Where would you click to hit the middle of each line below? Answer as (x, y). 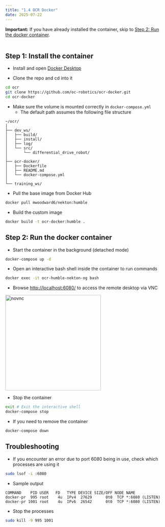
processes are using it (36, 464)
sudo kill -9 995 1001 (29, 520)
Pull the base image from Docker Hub (52, 193)
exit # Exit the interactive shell (43, 407)
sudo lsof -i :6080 (26, 474)
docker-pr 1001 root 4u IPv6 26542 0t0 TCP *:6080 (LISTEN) (83, 502)
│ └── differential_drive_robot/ (48, 152)
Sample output (28, 483)
